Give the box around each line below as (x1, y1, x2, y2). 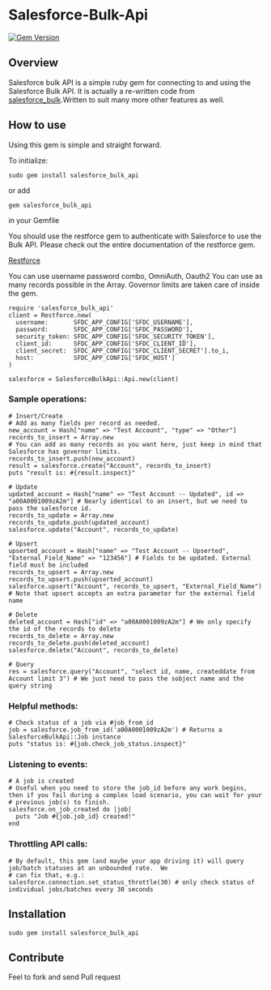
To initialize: (8, 156, 49, 165)
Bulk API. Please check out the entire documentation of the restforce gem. (8, 239, 256, 249)
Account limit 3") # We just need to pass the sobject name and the (8, 675, 244, 683)
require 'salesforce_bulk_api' (8, 304, 114, 312)
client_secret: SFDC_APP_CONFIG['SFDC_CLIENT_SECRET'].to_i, (15, 346, 230, 354)
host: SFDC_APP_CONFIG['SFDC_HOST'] (15, 354, 176, 362)
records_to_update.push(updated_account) (8, 518, 150, 526)
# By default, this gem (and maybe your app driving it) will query (8, 857, 244, 865)
